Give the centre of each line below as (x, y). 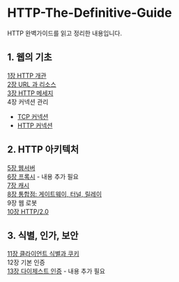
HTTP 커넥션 (35, 125)
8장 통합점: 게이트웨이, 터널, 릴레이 (55, 194)
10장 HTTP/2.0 (28, 211)
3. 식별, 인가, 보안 (43, 235)
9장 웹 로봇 (22, 203)
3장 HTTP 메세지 (30, 93)
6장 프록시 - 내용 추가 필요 (43, 176)
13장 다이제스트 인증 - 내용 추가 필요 (56, 272)
